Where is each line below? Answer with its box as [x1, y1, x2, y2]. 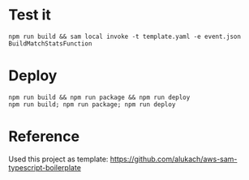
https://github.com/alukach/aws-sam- [109, 154, 238, 164]
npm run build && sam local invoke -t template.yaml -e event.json [8, 32, 242, 41]
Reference [8, 127, 79, 146]
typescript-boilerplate [8, 162, 81, 172]
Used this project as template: [8, 154, 109, 164]
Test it [8, 6, 51, 24]
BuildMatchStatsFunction [8, 39, 92, 48]
